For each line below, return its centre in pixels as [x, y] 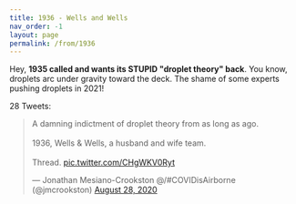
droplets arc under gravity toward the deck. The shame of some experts [144, 79]
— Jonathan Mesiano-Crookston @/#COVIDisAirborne [134, 180]
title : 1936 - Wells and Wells [69, 18]
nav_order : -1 [36, 26]
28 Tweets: [31, 107]
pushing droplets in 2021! [57, 88]
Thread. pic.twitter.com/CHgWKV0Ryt [103, 163]
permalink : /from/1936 [52, 43]
